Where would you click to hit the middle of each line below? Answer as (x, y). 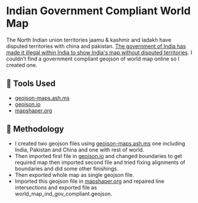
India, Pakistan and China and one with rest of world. (79, 150)
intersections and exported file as (56, 187)
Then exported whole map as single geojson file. (74, 175)
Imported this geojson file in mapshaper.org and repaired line (89, 181)
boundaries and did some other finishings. (67, 168)
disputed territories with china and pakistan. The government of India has (96, 46)
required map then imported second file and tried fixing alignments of (100, 162)
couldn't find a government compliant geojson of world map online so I (93, 59)
